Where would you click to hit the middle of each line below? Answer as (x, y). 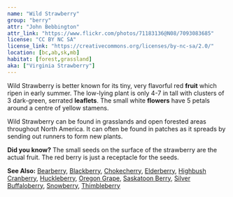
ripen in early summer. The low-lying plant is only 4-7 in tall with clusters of (116, 93)
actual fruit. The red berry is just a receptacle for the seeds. (93, 157)
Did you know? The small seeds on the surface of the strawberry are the (112, 149)
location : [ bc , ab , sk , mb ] (43, 53)
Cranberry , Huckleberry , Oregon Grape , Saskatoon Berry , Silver (99, 178)
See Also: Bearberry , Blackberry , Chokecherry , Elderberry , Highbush (107, 170)
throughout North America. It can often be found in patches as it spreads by (116, 129)
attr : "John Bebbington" (43, 27)
